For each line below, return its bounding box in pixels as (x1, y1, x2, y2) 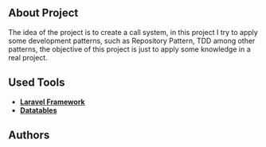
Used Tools (8, 75, 65, 90)
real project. (8, 52, 48, 62)
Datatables (19, 105, 57, 114)
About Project (8, 6, 79, 20)
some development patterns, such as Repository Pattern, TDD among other (8, 36, 256, 45)
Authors (8, 129, 50, 142)
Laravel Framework (19, 97, 85, 106)
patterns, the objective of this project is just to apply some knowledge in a (8, 44, 251, 54)
